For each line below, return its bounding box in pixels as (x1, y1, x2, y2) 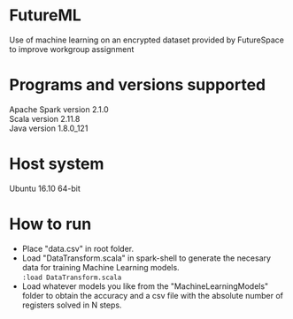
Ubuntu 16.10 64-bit (9, 183, 81, 194)
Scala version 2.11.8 (9, 113, 81, 124)
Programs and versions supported (9, 75, 266, 95)
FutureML (9, 5, 81, 26)
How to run (9, 214, 92, 234)
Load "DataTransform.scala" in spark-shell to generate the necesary (21, 253, 272, 263)
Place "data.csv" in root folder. (21, 243, 135, 254)
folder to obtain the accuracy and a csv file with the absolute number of (21, 290, 283, 300)
